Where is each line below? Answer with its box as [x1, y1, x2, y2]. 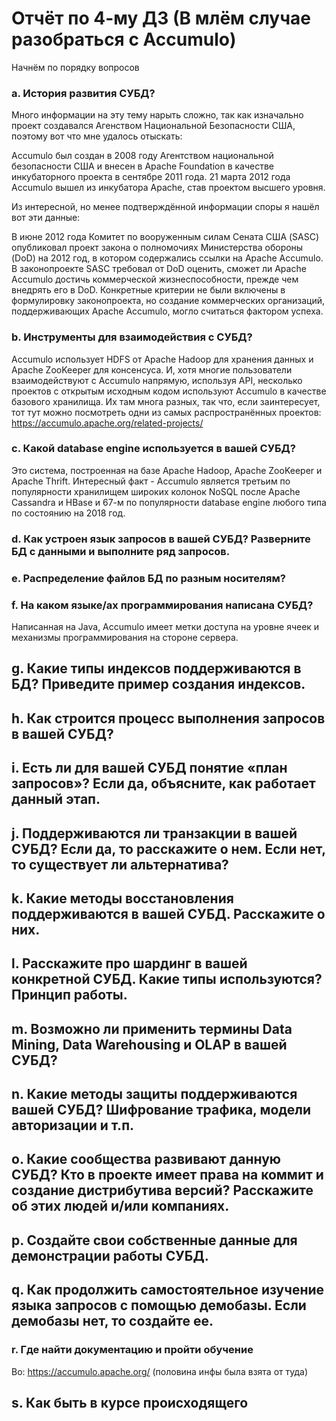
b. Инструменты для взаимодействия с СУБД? [11, 330, 253, 344]
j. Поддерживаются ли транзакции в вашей [11, 825, 298, 842]
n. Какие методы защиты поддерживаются [11, 1086, 298, 1103]
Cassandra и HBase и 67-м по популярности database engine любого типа [11, 496, 327, 508]
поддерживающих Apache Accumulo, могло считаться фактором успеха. [11, 305, 324, 317]
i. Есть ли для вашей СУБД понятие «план [11, 760, 288, 777]
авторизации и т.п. [11, 1117, 135, 1134]
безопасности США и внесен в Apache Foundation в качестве [11, 160, 275, 172]
